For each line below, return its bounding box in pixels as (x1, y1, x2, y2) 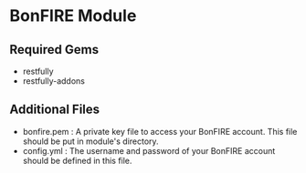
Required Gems (9, 42, 100, 57)
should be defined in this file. (22, 155, 132, 166)
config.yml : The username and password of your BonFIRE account (22, 145, 276, 156)
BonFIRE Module (9, 5, 137, 26)
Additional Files (9, 102, 100, 117)
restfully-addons (22, 76, 85, 86)
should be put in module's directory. (22, 136, 159, 147)
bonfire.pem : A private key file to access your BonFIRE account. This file (22, 126, 298, 137)
